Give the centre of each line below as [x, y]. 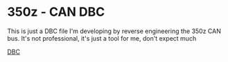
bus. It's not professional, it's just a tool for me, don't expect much [102, 38]
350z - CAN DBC [56, 12]
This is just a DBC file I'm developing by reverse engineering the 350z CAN [114, 31]
